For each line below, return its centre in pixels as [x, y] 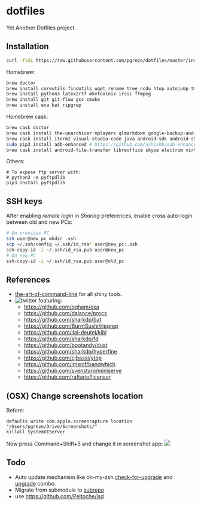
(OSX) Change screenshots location [75, 396]
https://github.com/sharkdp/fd [61, 339]
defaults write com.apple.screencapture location [69, 421]
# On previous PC [28, 233]
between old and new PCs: [39, 222]
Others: [16, 161]
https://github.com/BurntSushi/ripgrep [71, 326]
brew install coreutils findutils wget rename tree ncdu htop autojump [97, 88]
